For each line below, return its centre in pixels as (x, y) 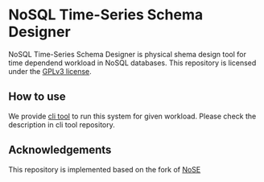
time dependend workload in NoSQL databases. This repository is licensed (132, 63)
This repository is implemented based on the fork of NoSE (105, 169)
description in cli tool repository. (62, 124)
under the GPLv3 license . (50, 71)
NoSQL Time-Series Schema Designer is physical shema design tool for (128, 54)
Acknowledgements (60, 150)
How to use (37, 97)
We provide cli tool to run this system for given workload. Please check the (132, 116)
